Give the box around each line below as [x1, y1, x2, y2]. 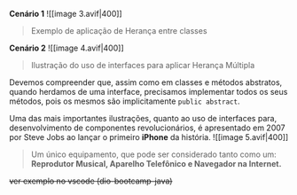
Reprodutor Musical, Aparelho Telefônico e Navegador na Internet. [30, 159, 282, 168]
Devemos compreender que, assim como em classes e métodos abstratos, [9, 77, 283, 88]
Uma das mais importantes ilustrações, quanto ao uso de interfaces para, [9, 113, 277, 123]
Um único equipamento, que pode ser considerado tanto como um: [30, 149, 277, 160]
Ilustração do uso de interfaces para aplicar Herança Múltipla [30, 60, 255, 70]
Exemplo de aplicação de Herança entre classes [30, 26, 207, 35]
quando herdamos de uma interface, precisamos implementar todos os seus [9, 87, 288, 97]
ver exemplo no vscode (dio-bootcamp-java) [9, 175, 173, 186]
